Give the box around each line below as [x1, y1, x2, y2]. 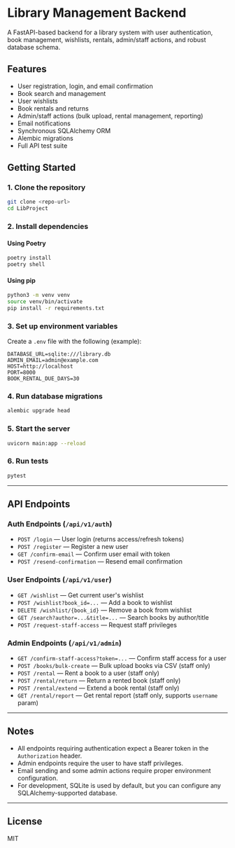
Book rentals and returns [17, 104, 89, 113]
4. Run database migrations [7, 391, 103, 401]
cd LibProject [7, 205, 49, 212]
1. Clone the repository [7, 183, 86, 193]
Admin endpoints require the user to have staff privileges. [17, 758, 184, 767]
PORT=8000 [7, 369, 36, 376]
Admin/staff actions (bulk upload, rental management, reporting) [17, 111, 204, 120]
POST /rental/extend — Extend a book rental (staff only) [17, 683, 180, 692]
